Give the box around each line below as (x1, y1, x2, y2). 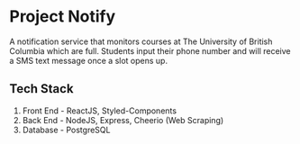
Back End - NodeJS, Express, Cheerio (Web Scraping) (22, 114, 224, 125)
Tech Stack (9, 81, 74, 96)
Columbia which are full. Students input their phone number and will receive (9, 45, 291, 56)
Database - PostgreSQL (22, 124, 111, 135)
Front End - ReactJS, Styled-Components (22, 105, 177, 116)
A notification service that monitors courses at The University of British (9, 36, 273, 47)
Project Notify (9, 6, 116, 27)
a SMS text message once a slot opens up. (9, 55, 168, 66)
